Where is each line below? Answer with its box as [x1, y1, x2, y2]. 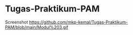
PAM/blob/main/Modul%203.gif [5, 24, 68, 30]
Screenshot [5, 19, 28, 25]
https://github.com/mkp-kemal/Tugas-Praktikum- [29, 19, 128, 25]
